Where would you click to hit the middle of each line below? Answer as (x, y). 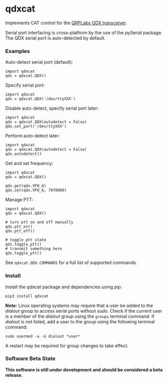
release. (14, 375)
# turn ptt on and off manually (39, 222)
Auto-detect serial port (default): (39, 62)
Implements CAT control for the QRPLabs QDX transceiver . (66, 23)
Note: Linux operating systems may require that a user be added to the (79, 305)
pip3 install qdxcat (27, 296)
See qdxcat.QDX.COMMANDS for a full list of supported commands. (71, 263)
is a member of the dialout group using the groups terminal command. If (80, 316)
